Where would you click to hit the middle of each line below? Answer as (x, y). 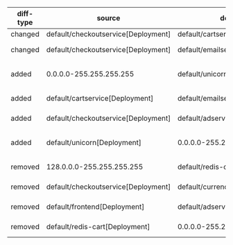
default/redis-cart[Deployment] (98, 227)
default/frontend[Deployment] (95, 206)
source (109, 18)
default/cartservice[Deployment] (100, 98)
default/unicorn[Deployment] (94, 143)
